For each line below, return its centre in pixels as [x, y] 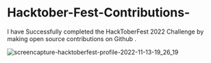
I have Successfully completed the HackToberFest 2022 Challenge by [105, 32]
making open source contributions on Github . [72, 38]
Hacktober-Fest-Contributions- [99, 13]
